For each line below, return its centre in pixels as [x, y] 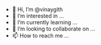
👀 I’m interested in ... [38, 16]
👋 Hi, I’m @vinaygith [37, 9]
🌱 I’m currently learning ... [45, 22]
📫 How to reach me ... [40, 36]
